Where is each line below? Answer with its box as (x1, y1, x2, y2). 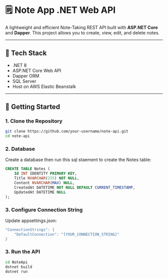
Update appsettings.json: (5, 217, 57, 223)
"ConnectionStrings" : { (5, 227, 55, 232)
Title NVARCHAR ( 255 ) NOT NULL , (14, 176, 79, 181)
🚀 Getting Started (5, 102, 60, 111)
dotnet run (5, 269, 28, 274)
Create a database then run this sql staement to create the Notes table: (5, 156, 151, 163)
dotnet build (5, 264, 32, 269)
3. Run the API (5, 248, 40, 255)
